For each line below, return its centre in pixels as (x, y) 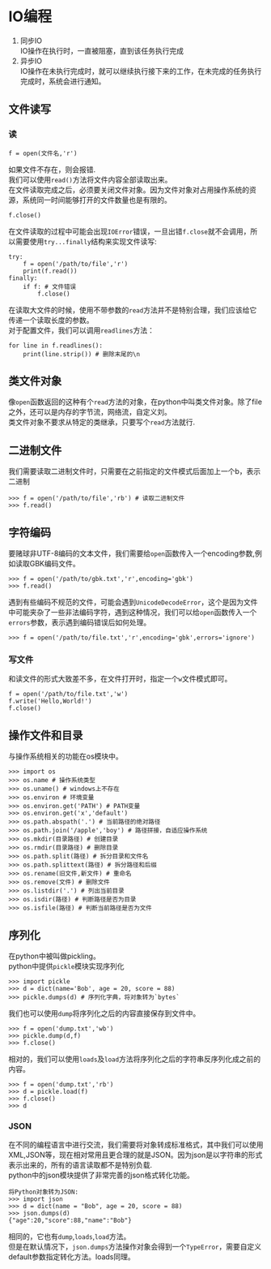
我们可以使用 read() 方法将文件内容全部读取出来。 (90, 179)
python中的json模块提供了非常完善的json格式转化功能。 (101, 1175)
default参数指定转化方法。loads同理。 (72, 1257)
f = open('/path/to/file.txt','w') (68, 695)
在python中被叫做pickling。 (55, 956)
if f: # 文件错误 (50, 286)
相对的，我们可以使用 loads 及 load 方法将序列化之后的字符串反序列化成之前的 (135, 1059)
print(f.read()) (51, 271)
